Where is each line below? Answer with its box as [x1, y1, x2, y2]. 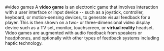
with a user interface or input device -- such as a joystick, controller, [5, 9, 144, 15]
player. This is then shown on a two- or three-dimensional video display [5, 19, 151, 25]
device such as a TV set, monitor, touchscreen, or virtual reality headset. [5, 25, 154, 31]
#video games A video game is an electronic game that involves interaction [5, 4, 159, 10]
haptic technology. [5, 40, 43, 46]
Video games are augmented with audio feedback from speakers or [5, 30, 142, 35]
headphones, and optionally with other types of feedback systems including [5, 35, 160, 41]
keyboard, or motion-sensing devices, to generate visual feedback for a [5, 15, 151, 20]
